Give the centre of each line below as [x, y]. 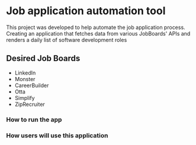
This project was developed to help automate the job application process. [96, 27]
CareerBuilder [32, 85]
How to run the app [34, 120]
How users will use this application [57, 136]
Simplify [25, 98]
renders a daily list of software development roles [67, 40]
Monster [25, 79]
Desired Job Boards [43, 58]
